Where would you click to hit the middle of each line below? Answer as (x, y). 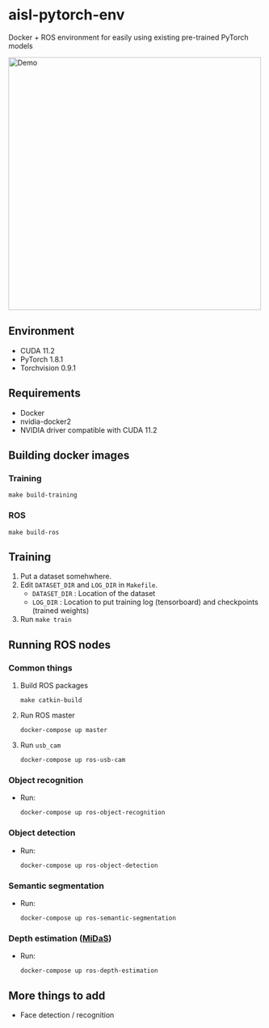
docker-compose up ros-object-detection (89, 865)
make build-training (43, 495)
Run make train (46, 620)
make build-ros (34, 532)
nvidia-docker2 (45, 421)
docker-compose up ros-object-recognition (92, 813)
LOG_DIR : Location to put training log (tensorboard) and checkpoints (145, 602)
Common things (40, 667)
